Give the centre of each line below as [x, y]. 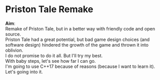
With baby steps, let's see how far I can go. [51, 61]
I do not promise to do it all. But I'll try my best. [54, 55]
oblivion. [14, 50]
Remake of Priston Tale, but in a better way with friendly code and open [80, 28]
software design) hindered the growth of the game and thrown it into [77, 45]
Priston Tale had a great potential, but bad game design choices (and [77, 39]
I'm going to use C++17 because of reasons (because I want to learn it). [80, 66]
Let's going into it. [24, 71]
